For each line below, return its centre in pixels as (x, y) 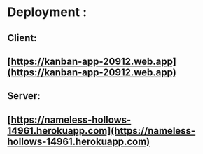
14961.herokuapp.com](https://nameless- (101, 131)
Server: (24, 96)
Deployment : (47, 12)
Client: (22, 38)
